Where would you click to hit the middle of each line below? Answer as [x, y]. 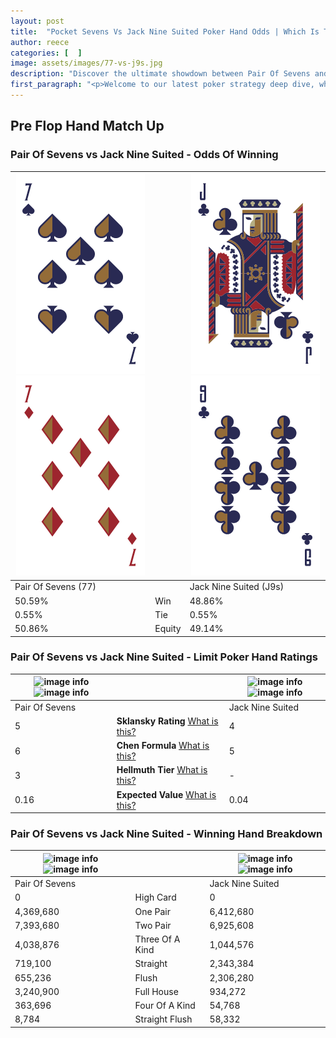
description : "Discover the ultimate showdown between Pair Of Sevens [160, 74]
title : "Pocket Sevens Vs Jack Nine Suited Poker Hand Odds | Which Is [165, 31]
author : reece [40, 42]
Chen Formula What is [163, 746]
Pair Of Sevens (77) [55, 587]
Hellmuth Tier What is [162, 770]
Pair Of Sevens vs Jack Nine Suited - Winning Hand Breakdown [166, 834]
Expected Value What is [166, 794]
